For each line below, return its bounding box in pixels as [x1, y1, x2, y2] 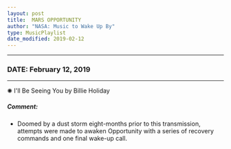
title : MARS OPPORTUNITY [7, 16, 81, 23]
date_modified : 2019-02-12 [7, 36, 85, 43]
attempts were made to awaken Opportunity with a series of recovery [16, 127, 214, 135]
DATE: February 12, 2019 [7, 65, 91, 74]
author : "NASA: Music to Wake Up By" [7, 23, 115, 30]
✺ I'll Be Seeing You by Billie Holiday [7, 87, 110, 95]
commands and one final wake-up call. [16, 135, 128, 143]
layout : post [7, 10, 45, 17]
